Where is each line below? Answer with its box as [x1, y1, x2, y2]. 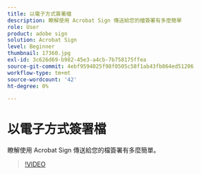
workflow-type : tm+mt [7, 69, 71, 76]
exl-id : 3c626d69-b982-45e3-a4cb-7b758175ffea [7, 56, 147, 64]
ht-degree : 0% [7, 83, 49, 90]
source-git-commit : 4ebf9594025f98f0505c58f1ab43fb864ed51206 [7, 63, 194, 70]
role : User [7, 23, 39, 30]
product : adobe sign [7, 30, 68, 37]
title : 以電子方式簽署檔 [7, 10, 72, 18]
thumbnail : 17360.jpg [7, 50, 71, 57]
